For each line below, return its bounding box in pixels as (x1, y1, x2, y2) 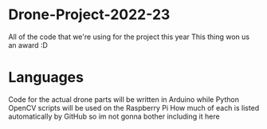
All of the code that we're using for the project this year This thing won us (8, 32, 249, 41)
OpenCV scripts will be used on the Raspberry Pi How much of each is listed (8, 103, 260, 112)
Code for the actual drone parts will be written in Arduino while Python (8, 94, 239, 104)
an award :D (8, 40, 48, 49)
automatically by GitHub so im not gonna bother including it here (8, 111, 221, 121)
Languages (8, 68, 84, 87)
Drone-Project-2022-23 (8, 6, 171, 24)
